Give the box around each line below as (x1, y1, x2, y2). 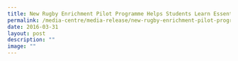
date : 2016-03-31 (7, 23, 59, 30)
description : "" (7, 36, 55, 43)
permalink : (7, 17, 40, 24)
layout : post (7, 29, 46, 37)
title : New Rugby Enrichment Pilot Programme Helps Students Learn (7, 10, 211, 18)
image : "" (7, 43, 37, 50)
